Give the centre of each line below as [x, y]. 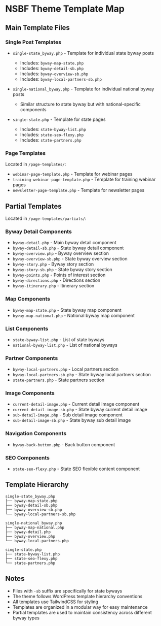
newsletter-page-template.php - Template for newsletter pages [78, 190]
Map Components [28, 299]
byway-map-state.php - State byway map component [67, 310]
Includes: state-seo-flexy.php [52, 135]
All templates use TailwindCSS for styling [55, 602]
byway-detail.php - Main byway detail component [64, 243]
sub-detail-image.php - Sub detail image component [68, 415]
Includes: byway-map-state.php [52, 63]
